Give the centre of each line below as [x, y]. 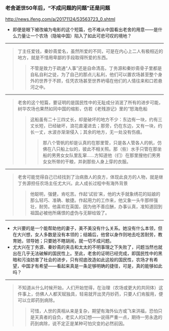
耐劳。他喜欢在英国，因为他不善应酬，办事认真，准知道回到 [101, 207]
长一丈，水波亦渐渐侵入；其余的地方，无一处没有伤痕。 [87, 132]
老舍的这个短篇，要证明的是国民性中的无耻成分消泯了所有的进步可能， [90, 103]
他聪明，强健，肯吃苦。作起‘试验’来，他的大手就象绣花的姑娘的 [95, 194]
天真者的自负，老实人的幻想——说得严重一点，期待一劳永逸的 [98, 317]
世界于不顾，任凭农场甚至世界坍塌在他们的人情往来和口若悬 [101, 81]
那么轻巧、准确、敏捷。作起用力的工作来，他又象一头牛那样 [92, 200]
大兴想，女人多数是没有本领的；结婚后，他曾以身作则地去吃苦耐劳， [88, 234]
